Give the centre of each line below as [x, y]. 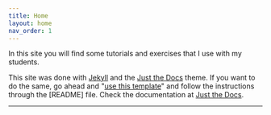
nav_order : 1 [30, 31]
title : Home [28, 16]
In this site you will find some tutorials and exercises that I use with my [125, 54]
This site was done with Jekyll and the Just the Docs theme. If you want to [132, 78]
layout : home [30, 23]
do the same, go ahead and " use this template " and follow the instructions [131, 86]
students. [24, 62]
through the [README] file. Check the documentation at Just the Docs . [126, 95]
